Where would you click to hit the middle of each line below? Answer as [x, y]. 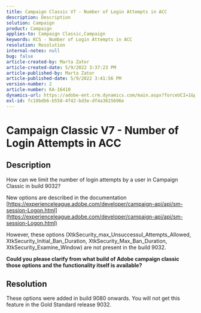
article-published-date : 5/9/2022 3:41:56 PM [64, 78]
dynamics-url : [24, 95]
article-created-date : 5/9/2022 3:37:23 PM [61, 67]
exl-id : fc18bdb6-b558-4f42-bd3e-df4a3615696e [65, 101]
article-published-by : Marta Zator [51, 73]
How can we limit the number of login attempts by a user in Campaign [92, 180]
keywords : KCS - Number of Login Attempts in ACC [69, 39]
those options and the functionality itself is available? [74, 265]
